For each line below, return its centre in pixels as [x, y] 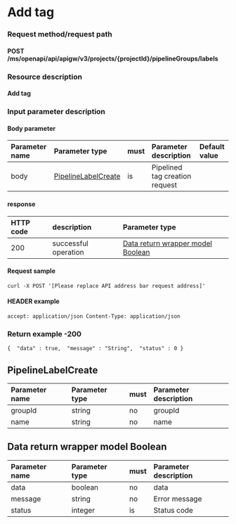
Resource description [45, 77]
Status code [173, 510]
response [21, 204]
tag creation [171, 177]
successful [71, 243]
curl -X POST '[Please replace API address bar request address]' [106, 286]
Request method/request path [60, 34]
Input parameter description [56, 112]
